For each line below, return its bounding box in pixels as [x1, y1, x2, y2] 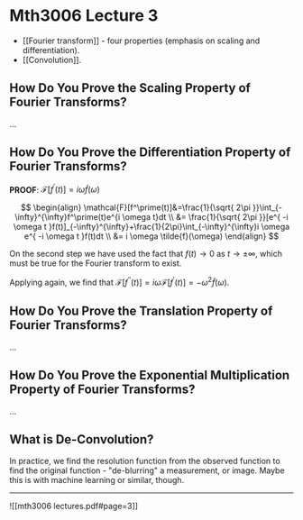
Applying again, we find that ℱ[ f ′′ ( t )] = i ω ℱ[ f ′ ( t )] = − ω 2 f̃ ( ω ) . [9, 276, 230, 287]
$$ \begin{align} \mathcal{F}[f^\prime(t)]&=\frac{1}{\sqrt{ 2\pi [21, 202, 251, 213]
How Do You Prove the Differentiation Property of [9, 145, 291, 160]
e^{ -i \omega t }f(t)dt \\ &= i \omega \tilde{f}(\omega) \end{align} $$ [23, 231, 280, 242]
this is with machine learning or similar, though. [9, 475, 185, 486]
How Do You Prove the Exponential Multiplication [9, 368, 290, 383]
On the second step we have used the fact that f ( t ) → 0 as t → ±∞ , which [9, 249, 282, 260]
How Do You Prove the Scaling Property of [9, 80, 251, 96]
